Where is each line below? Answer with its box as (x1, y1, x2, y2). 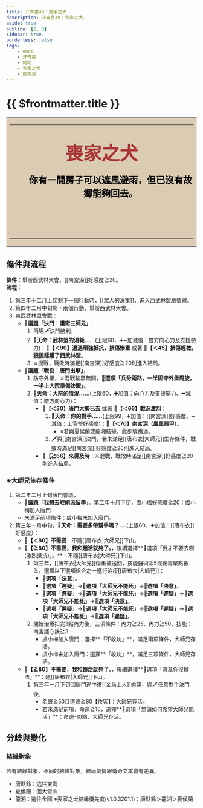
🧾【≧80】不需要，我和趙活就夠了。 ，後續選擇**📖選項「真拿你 (24, 665, 179, 673)
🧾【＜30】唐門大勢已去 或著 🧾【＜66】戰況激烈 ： (42, 405, 167, 412)
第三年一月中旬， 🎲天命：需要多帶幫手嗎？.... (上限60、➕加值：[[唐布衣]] (14, 522, 195, 529)
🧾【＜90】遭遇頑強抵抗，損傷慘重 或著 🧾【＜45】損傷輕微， (45, 344, 197, 351)
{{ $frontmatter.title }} (6, 97, 120, 111)
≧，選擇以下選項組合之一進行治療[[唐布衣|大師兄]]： (33, 567, 165, 574)
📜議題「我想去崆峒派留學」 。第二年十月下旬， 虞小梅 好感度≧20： (24, 499, 185, 507)
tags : (6, 43, 20, 49)
